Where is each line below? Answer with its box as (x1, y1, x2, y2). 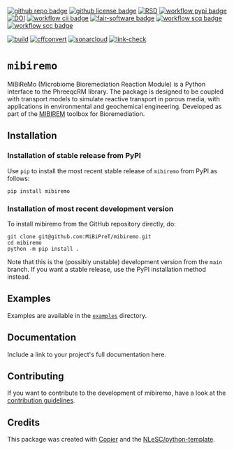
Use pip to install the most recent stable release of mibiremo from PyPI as (7, 166, 218, 175)
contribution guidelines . (7, 396, 75, 405)
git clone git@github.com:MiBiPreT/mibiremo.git (7, 233, 152, 240)
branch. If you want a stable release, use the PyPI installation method (7, 265, 206, 273)
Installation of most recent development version (7, 203, 174, 213)
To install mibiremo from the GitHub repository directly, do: (7, 219, 176, 228)
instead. (7, 273, 31, 281)
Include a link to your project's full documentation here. (7, 350, 166, 358)
